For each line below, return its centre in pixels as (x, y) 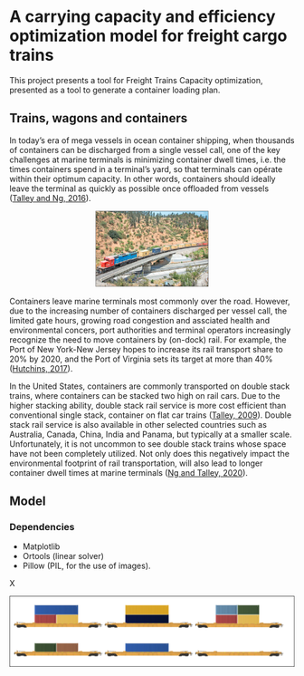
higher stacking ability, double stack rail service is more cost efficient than (148, 405)
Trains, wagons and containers (99, 118)
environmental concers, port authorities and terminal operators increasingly (150, 330)
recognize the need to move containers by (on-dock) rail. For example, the (148, 339)
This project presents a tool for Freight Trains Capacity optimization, (136, 80)
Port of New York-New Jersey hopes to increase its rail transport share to (146, 349)
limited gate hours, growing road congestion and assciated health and (140, 320)
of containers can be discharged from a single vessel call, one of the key (145, 150)
